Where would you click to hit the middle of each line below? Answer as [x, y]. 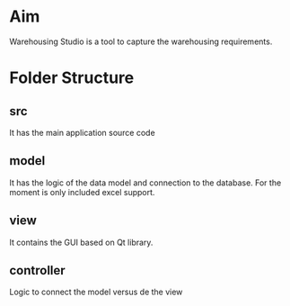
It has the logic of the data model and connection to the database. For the [145, 183]
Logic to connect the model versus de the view [96, 292]
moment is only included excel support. [82, 192]
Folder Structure [72, 78]
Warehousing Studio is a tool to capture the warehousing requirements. [141, 41]
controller [37, 270]
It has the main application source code [82, 132]
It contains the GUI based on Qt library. [81, 242]
